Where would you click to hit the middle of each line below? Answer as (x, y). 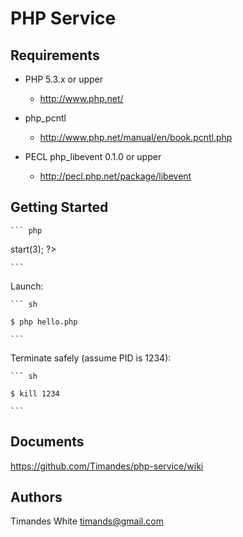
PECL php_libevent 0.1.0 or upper (93, 156)
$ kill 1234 (35, 393)
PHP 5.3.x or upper (64, 79)
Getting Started (59, 207)
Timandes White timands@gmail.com (87, 521)
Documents (47, 442)
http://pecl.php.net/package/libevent (115, 176)
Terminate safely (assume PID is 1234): (91, 358)
